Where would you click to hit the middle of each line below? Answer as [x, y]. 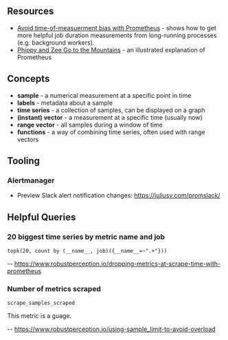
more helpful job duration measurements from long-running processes [117, 35]
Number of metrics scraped [54, 288]
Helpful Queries [42, 217]
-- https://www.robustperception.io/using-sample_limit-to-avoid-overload [112, 329]
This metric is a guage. [39, 316]
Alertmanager [31, 180]
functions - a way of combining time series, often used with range [111, 132]
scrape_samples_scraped [41, 303]
